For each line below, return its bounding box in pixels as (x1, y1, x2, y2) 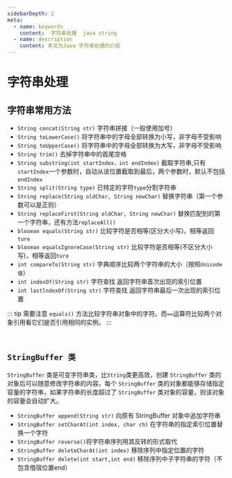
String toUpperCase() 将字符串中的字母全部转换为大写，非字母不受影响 (17, 142, 222, 149)
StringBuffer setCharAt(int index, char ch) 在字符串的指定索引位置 (17, 420, 217, 428)
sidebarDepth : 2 (7, 10, 54, 17)
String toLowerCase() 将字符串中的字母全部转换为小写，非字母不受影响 (17, 133, 222, 141)
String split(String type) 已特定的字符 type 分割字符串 (17, 183, 177, 191)
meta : (7, 17, 23, 24)
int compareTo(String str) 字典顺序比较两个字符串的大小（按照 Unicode (17, 260, 222, 268)
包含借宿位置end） (17, 463, 72, 472)
